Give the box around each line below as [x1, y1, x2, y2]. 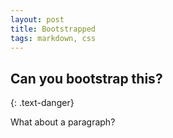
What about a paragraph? [10, 116, 116, 128]
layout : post [10, 14, 65, 25]
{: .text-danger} [10, 97, 75, 109]
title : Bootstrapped [10, 24, 97, 34]
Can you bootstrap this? [10, 70, 163, 87]
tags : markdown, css [10, 33, 97, 43]
